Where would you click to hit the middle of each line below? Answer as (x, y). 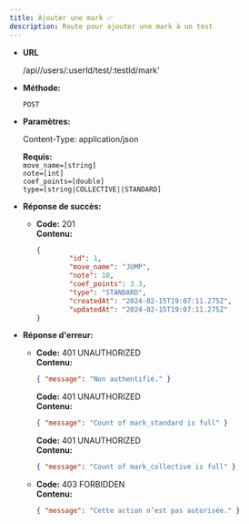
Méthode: (41, 87)
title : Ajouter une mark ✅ (61, 18)
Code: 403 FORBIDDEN (80, 484)
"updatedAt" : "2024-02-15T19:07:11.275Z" (149, 309)
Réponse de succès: (62, 206)
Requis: (37, 157)
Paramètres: (46, 121)
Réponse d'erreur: (58, 335)
